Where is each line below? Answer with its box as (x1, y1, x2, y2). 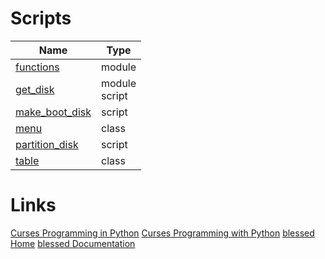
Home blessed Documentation (10, 237, 136, 249)
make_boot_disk (15, 105, 92, 119)
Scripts (10, 7, 72, 30)
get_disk (15, 82, 55, 96)
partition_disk (15, 137, 79, 151)
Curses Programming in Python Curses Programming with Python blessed (10, 227, 315, 239)
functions (15, 60, 60, 74)
